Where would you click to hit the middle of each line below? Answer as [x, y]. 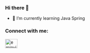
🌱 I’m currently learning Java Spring [48, 18]
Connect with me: [27, 31]
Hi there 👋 [17, 8]
